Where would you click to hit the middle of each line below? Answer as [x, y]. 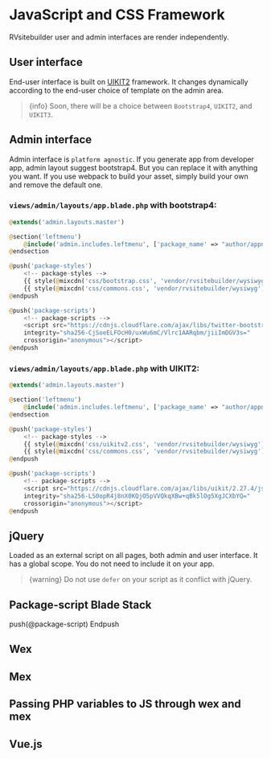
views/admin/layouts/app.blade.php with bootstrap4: [113, 205]
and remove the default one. [56, 185]
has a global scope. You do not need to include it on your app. [112, 564]
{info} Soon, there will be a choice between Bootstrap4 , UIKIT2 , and [140, 105]
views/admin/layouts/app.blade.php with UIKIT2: [105, 368]
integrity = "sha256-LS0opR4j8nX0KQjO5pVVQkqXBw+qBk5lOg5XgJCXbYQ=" [137, 496]
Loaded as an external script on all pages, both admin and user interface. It [133, 556]
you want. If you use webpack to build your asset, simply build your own [129, 176]
